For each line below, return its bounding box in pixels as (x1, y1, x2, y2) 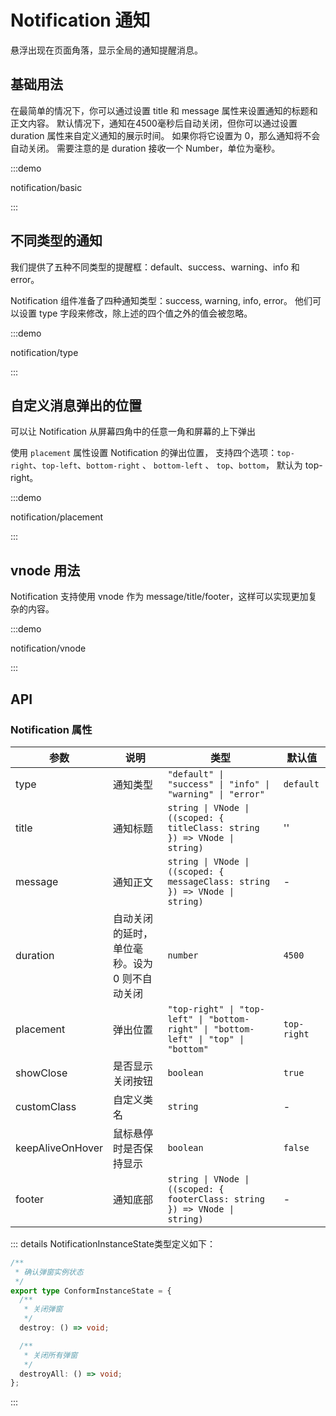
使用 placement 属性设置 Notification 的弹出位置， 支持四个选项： (10, 447, 278, 459)
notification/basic (10, 181, 83, 193)
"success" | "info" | (167, 778, 271, 790)
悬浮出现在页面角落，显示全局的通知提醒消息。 (10, 44, 203, 56)
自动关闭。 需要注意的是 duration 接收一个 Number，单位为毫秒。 (10, 142, 281, 154)
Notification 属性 (10, 722, 93, 736)
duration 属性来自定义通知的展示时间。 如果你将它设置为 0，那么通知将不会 (10, 129, 321, 141)
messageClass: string (167, 876, 271, 887)
